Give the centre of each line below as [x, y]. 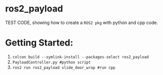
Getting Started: [39, 43]
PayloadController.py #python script [52, 62]
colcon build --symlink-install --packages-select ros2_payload [81, 57]
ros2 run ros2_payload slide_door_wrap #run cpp [64, 67]
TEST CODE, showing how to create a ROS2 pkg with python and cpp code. [81, 22]
